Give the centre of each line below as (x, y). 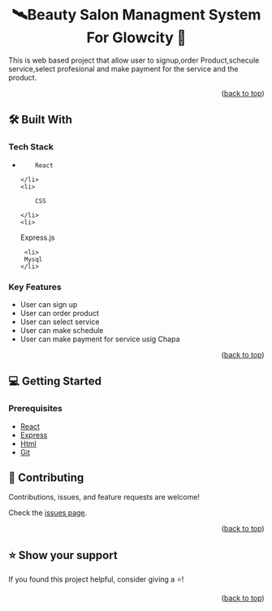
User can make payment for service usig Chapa (100, 339)
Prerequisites (35, 409)
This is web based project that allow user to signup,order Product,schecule (134, 60)
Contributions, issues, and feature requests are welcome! (104, 497)
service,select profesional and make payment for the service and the (123, 68)
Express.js (37, 237)
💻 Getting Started (55, 381)
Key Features (35, 287)
